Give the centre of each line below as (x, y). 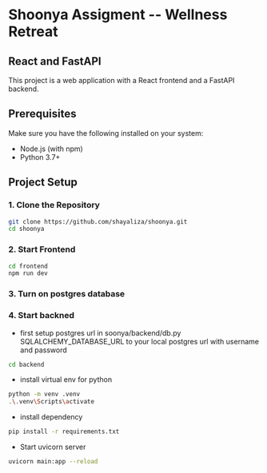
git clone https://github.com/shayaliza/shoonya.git (98, 221)
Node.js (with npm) (52, 149)
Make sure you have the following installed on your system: (106, 133)
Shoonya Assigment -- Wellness (118, 15)
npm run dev (28, 273)
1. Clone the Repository (54, 205)
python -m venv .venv (44, 394)
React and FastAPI (55, 61)
